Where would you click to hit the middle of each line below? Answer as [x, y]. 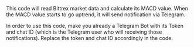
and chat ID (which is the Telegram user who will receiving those [84, 32]
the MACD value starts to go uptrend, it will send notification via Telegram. [96, 15]
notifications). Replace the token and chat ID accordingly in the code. [89, 38]
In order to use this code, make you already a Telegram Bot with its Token [95, 26]
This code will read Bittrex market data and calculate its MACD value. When [97, 8]
